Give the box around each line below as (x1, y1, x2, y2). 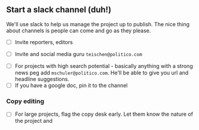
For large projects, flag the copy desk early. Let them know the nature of (14, 110, 193, 118)
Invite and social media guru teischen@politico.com (14, 50, 142, 57)
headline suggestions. (14, 76, 70, 82)
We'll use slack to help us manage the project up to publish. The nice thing (6, 20, 190, 27)
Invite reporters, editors (14, 38, 73, 45)
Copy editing (6, 97, 45, 105)
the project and (14, 117, 53, 125)
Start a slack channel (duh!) (6, 5, 112, 15)
